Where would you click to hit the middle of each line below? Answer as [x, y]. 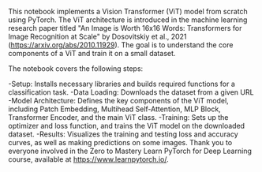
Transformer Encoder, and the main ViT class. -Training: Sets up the [118, 117]
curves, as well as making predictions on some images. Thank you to [120, 142]
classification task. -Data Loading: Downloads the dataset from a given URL [131, 92]
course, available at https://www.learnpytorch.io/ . [88, 159]
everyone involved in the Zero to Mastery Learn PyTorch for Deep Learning [130, 151]
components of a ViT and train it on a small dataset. [92, 53]
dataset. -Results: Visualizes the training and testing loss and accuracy [123, 134]
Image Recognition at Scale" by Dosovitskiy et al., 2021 [97, 36]
